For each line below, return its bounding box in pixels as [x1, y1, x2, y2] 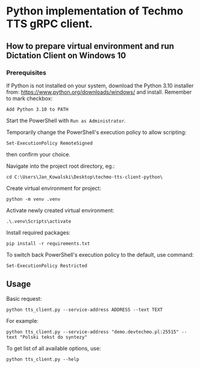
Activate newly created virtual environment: [6, 206, 114, 214]
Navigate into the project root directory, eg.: [6, 162, 115, 170]
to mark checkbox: [6, 94, 53, 102]
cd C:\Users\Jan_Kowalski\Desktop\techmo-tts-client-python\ [6, 174, 163, 180]
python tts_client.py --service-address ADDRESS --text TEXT [6, 307, 163, 313]
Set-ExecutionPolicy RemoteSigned [6, 140, 93, 146]
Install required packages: [6, 228, 71, 236]
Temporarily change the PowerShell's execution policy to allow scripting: [6, 128, 187, 136]
